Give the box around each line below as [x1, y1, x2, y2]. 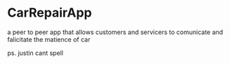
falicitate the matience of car [7, 35, 91, 43]
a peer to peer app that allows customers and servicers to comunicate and [7, 28, 224, 36]
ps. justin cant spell [7, 49, 63, 57]
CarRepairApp [7, 5, 92, 21]
